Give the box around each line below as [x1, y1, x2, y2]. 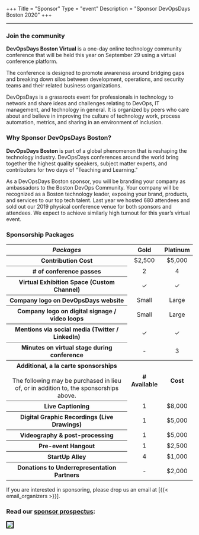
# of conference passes [32, 267, 101, 275]
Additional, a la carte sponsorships [16, 361, 117, 370]
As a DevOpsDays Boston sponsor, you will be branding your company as [6, 178, 186, 185]
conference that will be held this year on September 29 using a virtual [6, 52, 176, 59]
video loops [50, 314, 84, 323]
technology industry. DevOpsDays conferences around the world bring [6, 153, 179, 160]
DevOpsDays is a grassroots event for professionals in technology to [6, 93, 174, 100]
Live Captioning [44, 402, 90, 410]
